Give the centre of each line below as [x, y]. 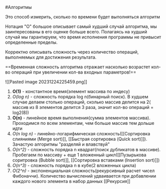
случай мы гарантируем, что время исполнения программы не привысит [83, 37]
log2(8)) [21, 112]
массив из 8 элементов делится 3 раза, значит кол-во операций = [83, 107]
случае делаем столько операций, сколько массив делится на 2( [82, 102]
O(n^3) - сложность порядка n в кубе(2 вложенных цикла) [74, 165]
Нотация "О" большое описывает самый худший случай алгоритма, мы [81, 26]
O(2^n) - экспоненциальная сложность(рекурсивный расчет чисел [83, 171]
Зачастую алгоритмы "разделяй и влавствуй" [61, 144]
